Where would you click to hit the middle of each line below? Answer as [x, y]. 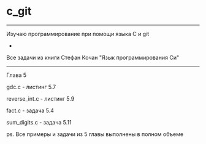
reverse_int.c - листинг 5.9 [40, 98]
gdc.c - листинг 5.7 [31, 87]
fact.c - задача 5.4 [30, 110]
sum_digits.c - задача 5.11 [39, 122]
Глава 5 [17, 75]
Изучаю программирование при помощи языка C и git [78, 34]
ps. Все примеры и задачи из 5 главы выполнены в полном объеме [95, 134]
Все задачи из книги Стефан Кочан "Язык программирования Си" [93, 57]
